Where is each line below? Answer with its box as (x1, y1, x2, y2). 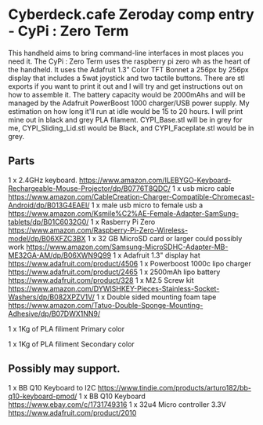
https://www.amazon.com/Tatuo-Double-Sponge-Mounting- (8, 300, 204, 310)
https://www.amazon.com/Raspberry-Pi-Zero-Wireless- (8, 225, 189, 235)
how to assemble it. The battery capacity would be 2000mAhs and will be (8, 90, 246, 99)
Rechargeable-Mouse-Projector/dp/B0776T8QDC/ (8, 183, 171, 193)
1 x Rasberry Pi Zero (90, 217, 156, 226)
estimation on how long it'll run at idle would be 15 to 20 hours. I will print (8, 106, 243, 115)
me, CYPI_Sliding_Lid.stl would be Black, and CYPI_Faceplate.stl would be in (8, 123, 254, 133)
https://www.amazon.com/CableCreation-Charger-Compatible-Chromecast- (8, 192, 255, 201)
